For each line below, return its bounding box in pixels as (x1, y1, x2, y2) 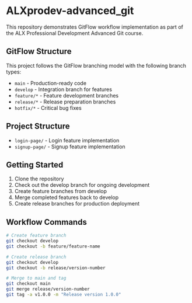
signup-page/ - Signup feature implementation (14, 143, 125, 150)
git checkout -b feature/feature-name (6, 243, 100, 249)
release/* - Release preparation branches (14, 98, 116, 105)
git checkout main (6, 281, 51, 287)
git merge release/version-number (6, 286, 90, 292)
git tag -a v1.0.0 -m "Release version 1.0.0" (6, 292, 121, 298)
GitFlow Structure (6, 47, 72, 57)
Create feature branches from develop (14, 188, 107, 195)
